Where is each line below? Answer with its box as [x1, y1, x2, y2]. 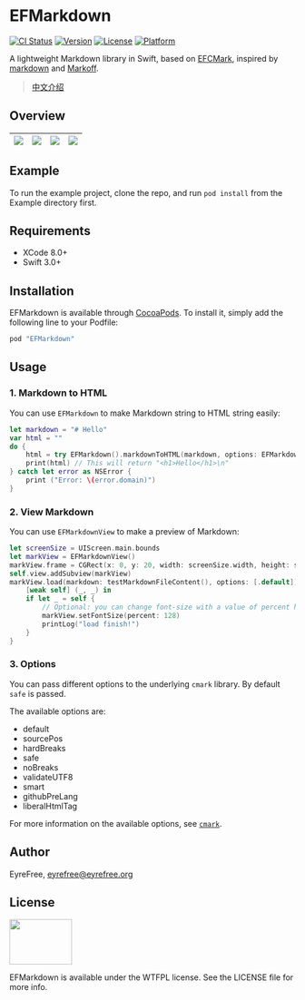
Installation [9, 283, 74, 299]
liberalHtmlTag [22, 800, 78, 811]
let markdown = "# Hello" [9, 425, 107, 434]
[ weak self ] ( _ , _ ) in [25, 586, 112, 595]
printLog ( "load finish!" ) [42, 619, 141, 629]
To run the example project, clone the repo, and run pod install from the [9, 187, 283, 198]
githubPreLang [22, 790, 79, 801]
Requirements [9, 223, 91, 239]
